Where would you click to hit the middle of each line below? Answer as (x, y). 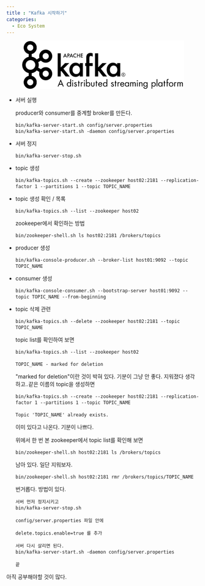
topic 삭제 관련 (33, 309)
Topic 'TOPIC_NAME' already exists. (62, 415)
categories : (21, 19)
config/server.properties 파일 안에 (59, 521)
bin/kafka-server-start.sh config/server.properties (84, 126)
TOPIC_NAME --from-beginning (69, 297)
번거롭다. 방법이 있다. (40, 489)
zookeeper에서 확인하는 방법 (50, 223)
